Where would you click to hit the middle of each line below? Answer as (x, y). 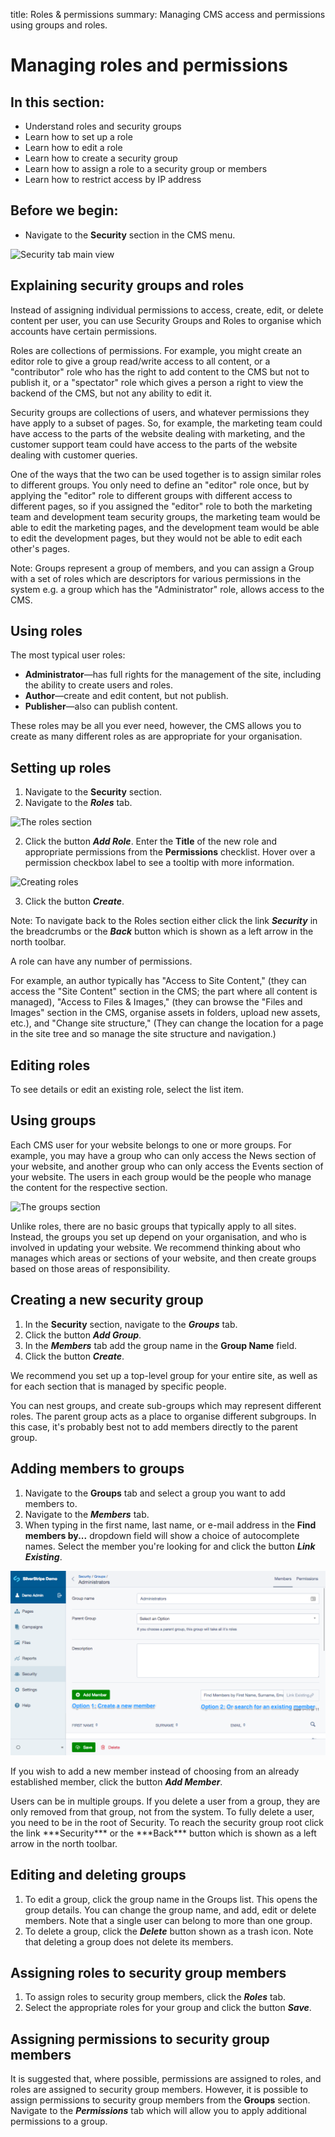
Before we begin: (64, 210)
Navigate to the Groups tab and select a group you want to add (155, 1493)
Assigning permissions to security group (140, 2039)
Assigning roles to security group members (148, 1973)
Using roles (46, 631)
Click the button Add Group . (83, 1335)
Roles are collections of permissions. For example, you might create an (156, 350)
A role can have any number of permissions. (101, 961)
